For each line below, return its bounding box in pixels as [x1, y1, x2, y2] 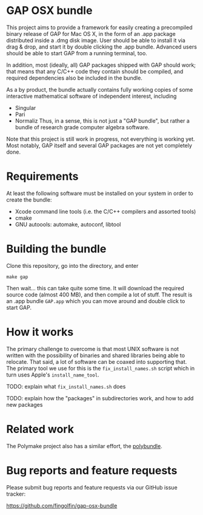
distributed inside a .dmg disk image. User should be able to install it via [6, 36, 186, 44]
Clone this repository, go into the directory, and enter [6, 262, 139, 269]
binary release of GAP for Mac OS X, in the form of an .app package [6, 30, 176, 37]
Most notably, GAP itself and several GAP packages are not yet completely [6, 142, 193, 149]
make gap [6, 274, 28, 280]
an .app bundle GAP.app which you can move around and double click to [6, 297, 185, 304]
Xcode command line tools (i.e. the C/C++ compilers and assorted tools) [15, 208, 196, 215]
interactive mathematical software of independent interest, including [6, 92, 177, 100]
